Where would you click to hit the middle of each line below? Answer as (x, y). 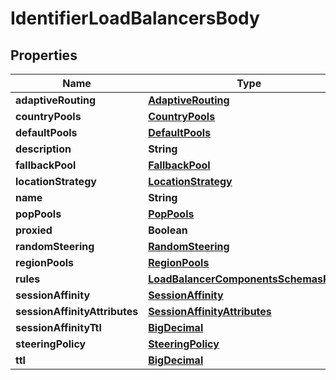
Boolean (168, 230)
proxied (34, 230)
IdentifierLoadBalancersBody (135, 18)
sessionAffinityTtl (58, 327)
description (43, 149)
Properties (44, 55)
